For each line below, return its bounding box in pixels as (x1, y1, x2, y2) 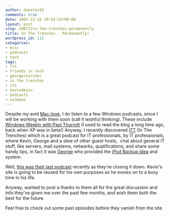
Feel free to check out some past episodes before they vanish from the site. (5, 205, 164, 211)
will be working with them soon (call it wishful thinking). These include (5, 116, 152, 122)
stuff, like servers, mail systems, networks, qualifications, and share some (5, 143, 160, 150)
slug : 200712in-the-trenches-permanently (5, 26, 94, 31)
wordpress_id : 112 (5, 36, 44, 41)
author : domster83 (5, 7, 44, 13)
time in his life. (5, 174, 36, 181)
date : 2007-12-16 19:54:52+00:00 (5, 17, 76, 22)
